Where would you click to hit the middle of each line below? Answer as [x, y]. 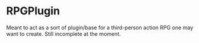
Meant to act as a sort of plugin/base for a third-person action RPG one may [100, 27]
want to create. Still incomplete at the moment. [64, 33]
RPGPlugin [33, 11]
